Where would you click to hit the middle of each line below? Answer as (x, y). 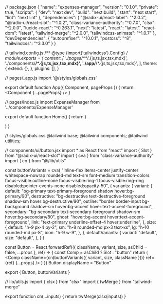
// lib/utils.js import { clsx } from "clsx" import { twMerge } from (68, 282)
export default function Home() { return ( (46, 117)
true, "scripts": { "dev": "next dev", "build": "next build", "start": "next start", (81, 12)
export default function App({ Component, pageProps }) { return (69, 87)
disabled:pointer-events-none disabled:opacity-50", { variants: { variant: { (79, 186)
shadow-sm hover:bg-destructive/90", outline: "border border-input (73, 201)
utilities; (13, 141)
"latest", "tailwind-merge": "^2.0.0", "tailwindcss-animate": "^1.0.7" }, (87, 33)
